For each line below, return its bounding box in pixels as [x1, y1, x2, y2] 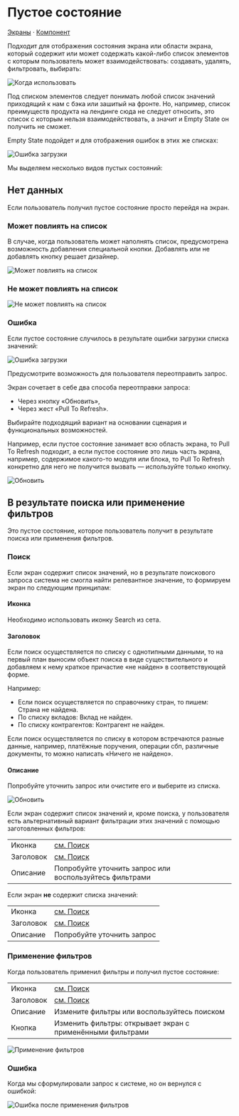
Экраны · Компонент [7, 28, 70, 36]
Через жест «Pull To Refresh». [17, 404, 109, 413]
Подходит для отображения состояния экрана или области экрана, [7, 41, 213, 50]
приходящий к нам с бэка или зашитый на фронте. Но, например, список [7, 99, 230, 108]
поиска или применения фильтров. [7, 534, 114, 543]
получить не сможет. [7, 122, 72, 130]
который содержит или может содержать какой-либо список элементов [7, 49, 229, 58]
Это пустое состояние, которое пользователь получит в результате [7, 526, 213, 535]
